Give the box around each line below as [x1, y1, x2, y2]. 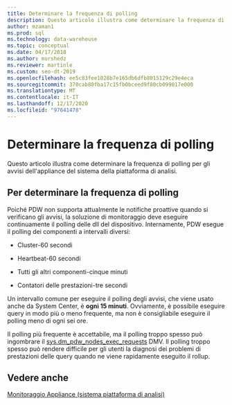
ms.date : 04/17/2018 [7, 49, 67, 56]
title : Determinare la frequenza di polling [7, 10, 138, 17]
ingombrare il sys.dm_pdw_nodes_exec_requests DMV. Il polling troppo [7, 337, 211, 345]
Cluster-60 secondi [17, 240, 73, 249]
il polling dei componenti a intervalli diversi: [7, 227, 131, 235]
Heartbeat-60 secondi [17, 254, 81, 262]
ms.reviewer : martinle [7, 62, 73, 69]
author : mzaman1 [7, 23, 54, 30]
